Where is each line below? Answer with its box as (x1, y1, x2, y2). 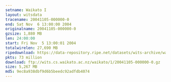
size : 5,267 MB (5, 64, 38, 69)
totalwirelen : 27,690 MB (5, 45, 58, 50)
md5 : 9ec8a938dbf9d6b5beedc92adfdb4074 (5, 69, 90, 74)
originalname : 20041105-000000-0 (5, 26, 76, 32)
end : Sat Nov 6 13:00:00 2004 (5, 21, 72, 27)
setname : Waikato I (5, 7, 47, 13)
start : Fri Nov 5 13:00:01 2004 (5, 41, 76, 46)
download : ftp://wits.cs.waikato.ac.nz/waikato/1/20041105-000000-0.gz (5, 60, 160, 65)
